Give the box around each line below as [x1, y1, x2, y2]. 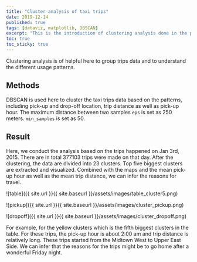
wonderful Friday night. [6, 249, 63, 256]
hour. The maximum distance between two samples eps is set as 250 [6, 108, 172, 115]
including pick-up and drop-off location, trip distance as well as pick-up [6, 102, 179, 109]
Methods [6, 80, 40, 91]
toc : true [6, 36, 30, 42]
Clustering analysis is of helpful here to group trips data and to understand [6, 57, 186, 64]
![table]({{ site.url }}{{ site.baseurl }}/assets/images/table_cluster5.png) [6, 190, 178, 197]
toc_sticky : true [6, 42, 49, 47]
